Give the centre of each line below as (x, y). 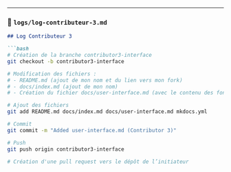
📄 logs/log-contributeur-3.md (57, 22)
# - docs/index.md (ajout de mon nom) (63, 86)
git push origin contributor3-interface (66, 149)
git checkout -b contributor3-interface (66, 61)
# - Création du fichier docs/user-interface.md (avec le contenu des (110, 93)
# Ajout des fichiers (38, 106)
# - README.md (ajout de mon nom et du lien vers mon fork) (95, 80)
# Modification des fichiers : (52, 74)
